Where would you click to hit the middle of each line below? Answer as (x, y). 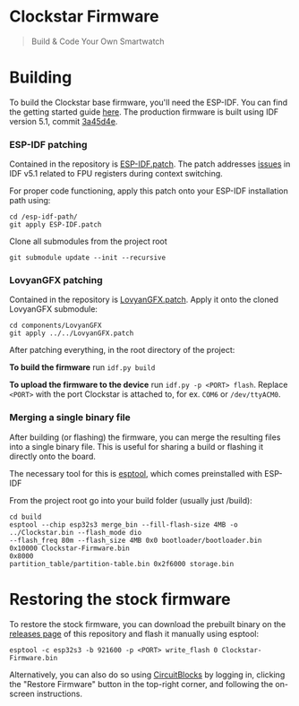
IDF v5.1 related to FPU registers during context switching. (116, 174)
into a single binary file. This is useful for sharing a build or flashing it (137, 446)
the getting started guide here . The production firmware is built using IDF (144, 112)
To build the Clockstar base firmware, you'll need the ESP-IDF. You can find (149, 102)
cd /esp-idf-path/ (43, 217)
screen (22, 693)
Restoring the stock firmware (120, 599)
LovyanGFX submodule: (54, 309)
